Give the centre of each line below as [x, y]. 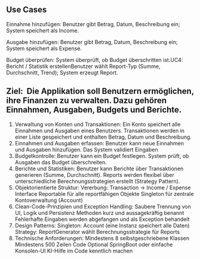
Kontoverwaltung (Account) [49, 200]
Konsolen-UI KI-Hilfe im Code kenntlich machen [74, 251]
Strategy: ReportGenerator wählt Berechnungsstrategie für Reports [97, 232]
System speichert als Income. [43, 30]
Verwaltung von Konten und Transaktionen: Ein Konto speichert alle [98, 124]
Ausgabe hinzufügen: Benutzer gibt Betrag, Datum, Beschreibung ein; [92, 42]
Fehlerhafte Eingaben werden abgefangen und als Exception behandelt [102, 219]
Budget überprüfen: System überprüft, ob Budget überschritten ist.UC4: [95, 60]
